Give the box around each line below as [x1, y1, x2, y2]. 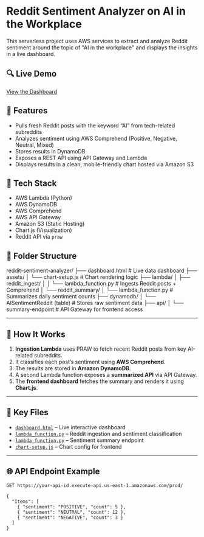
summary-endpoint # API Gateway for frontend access [6, 306, 143, 313]
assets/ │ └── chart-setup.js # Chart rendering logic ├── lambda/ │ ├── [6, 273, 191, 281]
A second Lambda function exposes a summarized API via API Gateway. [15, 371, 197, 378]
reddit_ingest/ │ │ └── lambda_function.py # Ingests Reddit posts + [6, 280, 177, 287]
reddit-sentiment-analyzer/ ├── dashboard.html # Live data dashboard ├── [6, 267, 197, 275]
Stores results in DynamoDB [15, 147, 86, 155]
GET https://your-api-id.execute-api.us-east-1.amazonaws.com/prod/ [6, 482, 183, 488]
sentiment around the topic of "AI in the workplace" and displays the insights [6, 44, 198, 51]
